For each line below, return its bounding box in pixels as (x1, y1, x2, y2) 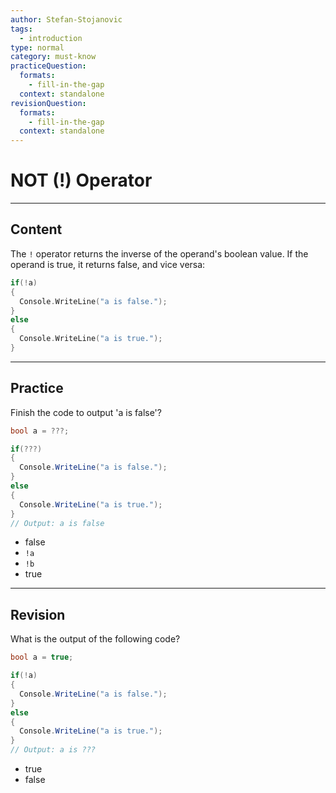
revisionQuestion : (10, 98, 87, 108)
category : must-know (10, 52, 97, 62)
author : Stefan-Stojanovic (10, 14, 123, 25)
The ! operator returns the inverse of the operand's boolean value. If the (10, 247, 309, 260)
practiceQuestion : (10, 61, 87, 71)
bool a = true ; (10, 652, 74, 663)
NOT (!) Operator (10, 169, 153, 192)
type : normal (10, 42, 65, 53)
